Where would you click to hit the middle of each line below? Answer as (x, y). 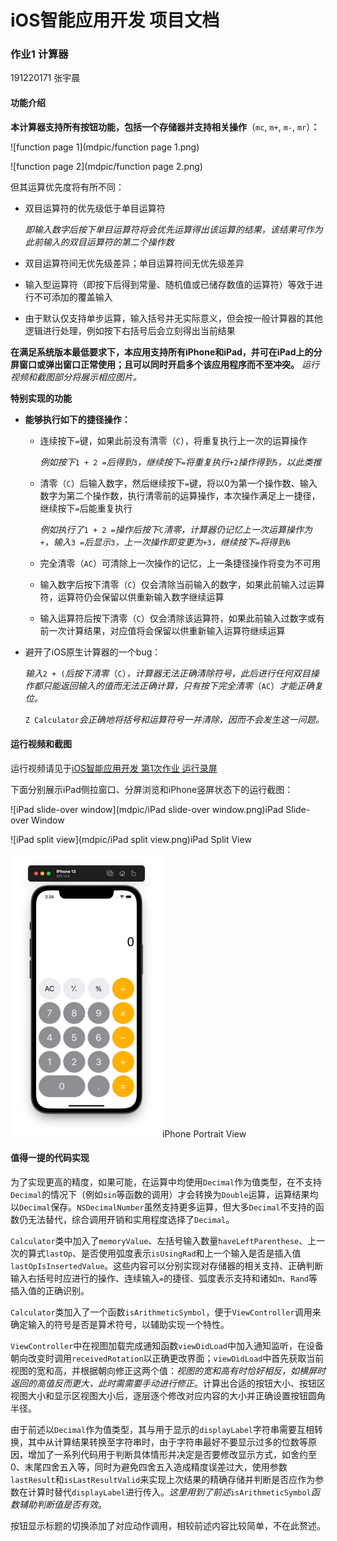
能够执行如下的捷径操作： (77, 419)
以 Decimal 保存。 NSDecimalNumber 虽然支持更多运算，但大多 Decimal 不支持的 (163, 1207)
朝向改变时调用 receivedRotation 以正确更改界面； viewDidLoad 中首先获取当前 (167, 1358)
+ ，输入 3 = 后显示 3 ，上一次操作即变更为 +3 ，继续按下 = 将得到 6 (165, 542)
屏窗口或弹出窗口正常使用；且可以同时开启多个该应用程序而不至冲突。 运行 (165, 364)
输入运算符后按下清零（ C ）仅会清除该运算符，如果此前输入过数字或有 (182, 618)
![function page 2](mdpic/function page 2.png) (106, 166)
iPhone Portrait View (204, 1133)
